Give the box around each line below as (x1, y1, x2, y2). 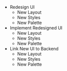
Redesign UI (9, 4, 35, 10)
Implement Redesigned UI (9, 25, 63, 31)
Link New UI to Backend (9, 46, 59, 51)
